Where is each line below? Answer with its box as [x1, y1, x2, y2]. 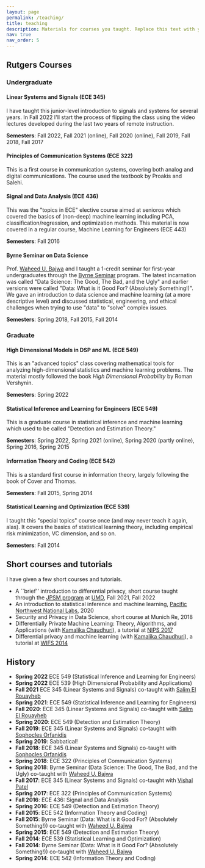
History [6, 657, 35, 667]
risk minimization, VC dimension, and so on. [6, 529, 117, 537]
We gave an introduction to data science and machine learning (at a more [6, 291, 191, 298]
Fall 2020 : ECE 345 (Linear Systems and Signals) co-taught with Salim [15, 706, 193, 713]
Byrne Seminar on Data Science [6, 251, 88, 259]
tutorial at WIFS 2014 [15, 639, 68, 646]
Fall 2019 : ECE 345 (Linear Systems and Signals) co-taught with [15, 725, 177, 732]
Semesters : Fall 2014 [6, 541, 60, 549]
